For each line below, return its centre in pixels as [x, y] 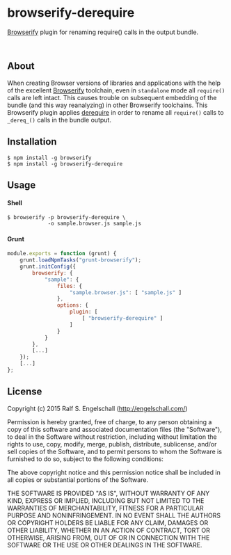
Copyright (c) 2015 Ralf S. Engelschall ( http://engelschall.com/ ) [97, 408]
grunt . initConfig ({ [48, 267]
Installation [32, 142]
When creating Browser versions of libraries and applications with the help [114, 83]
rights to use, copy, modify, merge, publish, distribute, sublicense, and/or [112, 444]
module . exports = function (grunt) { [62, 254]
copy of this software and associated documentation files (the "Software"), [115, 429]
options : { [73, 305]
